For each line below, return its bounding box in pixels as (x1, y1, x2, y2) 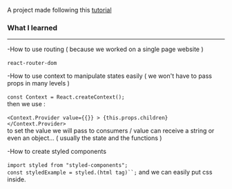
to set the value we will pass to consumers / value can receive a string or (7, 127, 215, 135)
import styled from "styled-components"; (7, 162, 128, 169)
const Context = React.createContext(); (7, 94, 126, 101)
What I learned (7, 23, 57, 32)
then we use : (7, 100, 46, 108)
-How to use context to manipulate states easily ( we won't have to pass (7, 72, 213, 80)
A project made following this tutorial (7, 6, 112, 14)
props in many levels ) (7, 79, 70, 88)
